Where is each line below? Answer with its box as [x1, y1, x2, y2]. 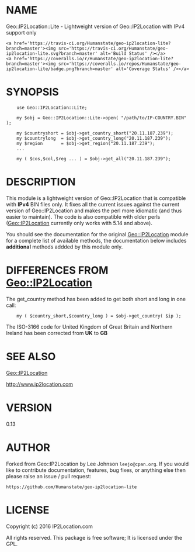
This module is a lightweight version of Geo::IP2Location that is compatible [6, 194, 186, 202]
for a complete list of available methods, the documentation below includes [6, 237, 187, 244]
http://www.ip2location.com [6, 381, 74, 388]
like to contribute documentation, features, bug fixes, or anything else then [6, 466, 186, 474]
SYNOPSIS [6, 85, 60, 99]
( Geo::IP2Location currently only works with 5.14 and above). [6, 219, 153, 226]
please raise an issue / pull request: [6, 472, 92, 479]
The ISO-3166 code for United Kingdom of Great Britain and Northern [6, 323, 173, 330]
